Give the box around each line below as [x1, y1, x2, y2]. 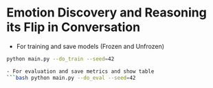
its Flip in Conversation [6, 19, 141, 35]
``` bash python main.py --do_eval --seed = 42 [6, 74, 136, 81]
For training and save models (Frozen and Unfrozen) [16, 42, 165, 50]
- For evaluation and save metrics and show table [6, 67, 155, 75]
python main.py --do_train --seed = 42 [6, 55, 115, 63]
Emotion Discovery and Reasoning [6, 5, 207, 21]
